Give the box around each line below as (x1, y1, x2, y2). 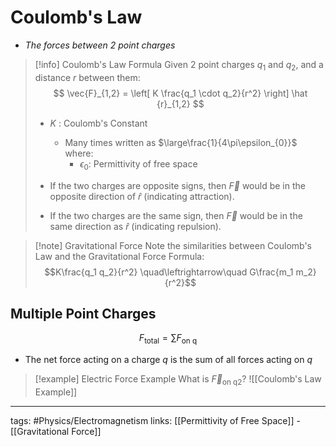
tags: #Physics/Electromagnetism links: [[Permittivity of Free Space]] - (10, 414, 301, 426)
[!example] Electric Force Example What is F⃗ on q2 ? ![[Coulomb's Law (34, 373, 322, 387)
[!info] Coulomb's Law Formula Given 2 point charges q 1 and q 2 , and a (34, 58, 324, 73)
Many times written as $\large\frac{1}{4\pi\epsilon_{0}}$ (64, 136, 298, 148)
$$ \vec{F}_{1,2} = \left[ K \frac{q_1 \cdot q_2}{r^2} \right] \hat (53, 87, 308, 99)
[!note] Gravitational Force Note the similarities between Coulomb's (34, 239, 312, 251)
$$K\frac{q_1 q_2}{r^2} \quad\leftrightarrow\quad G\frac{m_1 (44, 266, 294, 278)
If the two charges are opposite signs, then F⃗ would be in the (49, 179, 306, 191)
